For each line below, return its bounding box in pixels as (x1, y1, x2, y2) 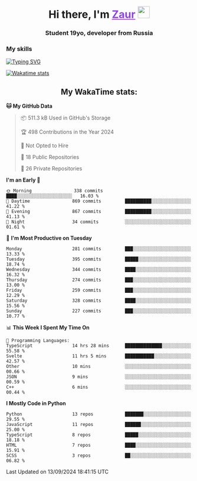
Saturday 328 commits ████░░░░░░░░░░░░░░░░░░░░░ (6, 298, 192, 304)
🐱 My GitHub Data (6, 102, 53, 109)
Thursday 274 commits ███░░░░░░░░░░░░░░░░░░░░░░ (6, 277, 192, 283)
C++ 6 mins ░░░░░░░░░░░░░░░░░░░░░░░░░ (6, 385, 192, 390)
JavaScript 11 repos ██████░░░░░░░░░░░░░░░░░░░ (6, 422, 192, 428)
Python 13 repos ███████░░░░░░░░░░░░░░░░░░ (6, 411, 192, 417)
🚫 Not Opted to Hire (20, 142, 69, 149)
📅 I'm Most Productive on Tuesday (6, 234, 93, 242)
